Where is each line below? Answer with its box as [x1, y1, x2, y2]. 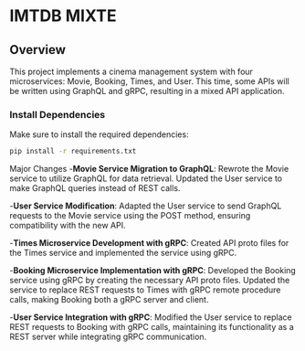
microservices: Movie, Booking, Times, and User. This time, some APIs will [9, 76, 289, 87]
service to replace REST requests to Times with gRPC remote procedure [9, 284, 281, 295]
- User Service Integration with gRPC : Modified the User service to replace [9, 312, 292, 323]
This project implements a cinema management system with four [9, 66, 254, 77]
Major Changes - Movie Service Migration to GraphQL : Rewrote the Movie [9, 164, 289, 175]
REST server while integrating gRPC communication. [9, 331, 207, 343]
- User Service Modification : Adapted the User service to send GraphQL [9, 200, 282, 211]
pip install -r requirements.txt [9, 147, 137, 156]
